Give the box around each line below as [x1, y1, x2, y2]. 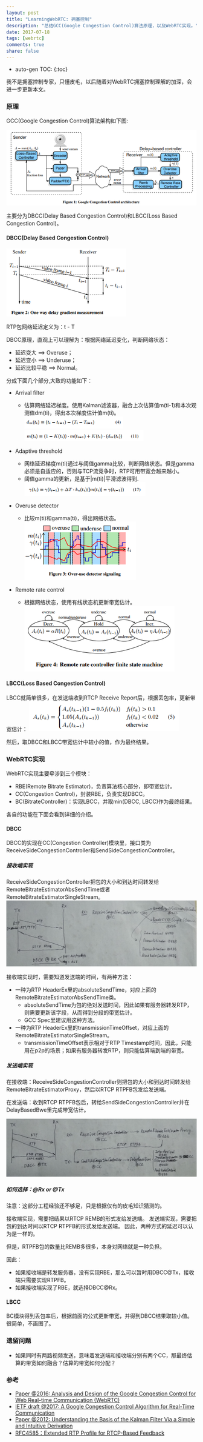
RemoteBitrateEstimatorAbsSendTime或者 [6, 886, 111, 893]
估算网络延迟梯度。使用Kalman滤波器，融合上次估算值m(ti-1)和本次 [24, 401, 192, 409]
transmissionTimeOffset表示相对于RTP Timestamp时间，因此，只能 [24, 1040, 192, 1047]
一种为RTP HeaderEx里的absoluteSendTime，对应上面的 [14, 986, 156, 993]
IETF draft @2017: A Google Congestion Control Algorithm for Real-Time [14, 1403, 195, 1410]
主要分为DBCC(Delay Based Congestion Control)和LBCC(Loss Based [6, 212, 178, 219]
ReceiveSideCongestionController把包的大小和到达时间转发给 [6, 878, 159, 886]
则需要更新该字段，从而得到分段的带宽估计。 [24, 1009, 136, 1016]
